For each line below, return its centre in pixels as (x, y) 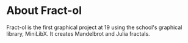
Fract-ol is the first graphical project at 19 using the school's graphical (94, 27)
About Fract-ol (44, 11)
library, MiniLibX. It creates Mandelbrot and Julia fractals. (78, 33)
